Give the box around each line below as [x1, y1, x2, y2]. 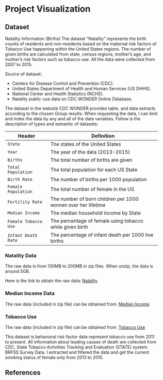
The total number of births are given [50, 157, 132, 163]
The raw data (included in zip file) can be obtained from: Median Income [5, 301, 149, 307]
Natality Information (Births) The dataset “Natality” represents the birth [5, 36, 147, 41]
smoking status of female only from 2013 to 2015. [5, 354, 104, 360]
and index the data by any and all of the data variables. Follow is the [5, 116, 141, 121]
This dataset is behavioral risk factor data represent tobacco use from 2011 [5, 334, 155, 340]
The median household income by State [50, 209, 141, 216]
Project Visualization [5, 3, 91, 15]
